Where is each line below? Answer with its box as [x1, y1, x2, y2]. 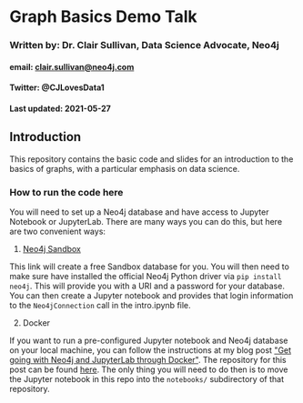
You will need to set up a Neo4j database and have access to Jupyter [9, 207, 269, 217]
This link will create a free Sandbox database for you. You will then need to [9, 261, 289, 272]
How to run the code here [9, 186, 124, 198]
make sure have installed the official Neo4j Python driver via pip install [9, 271, 282, 281]
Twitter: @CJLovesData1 [9, 82, 105, 93]
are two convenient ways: [9, 226, 106, 237]
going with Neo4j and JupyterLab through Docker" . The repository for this [9, 355, 287, 365]
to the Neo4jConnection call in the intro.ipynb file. [9, 300, 191, 310]
